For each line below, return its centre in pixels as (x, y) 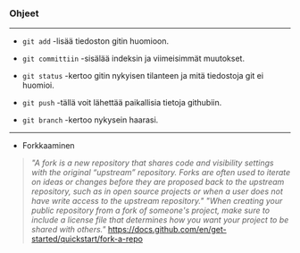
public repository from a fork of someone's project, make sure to (150, 211)
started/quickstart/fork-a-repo (87, 239)
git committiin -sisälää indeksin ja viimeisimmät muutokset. (133, 59)
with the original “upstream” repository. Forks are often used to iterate (161, 173)
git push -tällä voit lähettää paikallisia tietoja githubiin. (122, 103)
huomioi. (38, 85)
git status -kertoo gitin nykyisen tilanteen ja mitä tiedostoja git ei (143, 76)
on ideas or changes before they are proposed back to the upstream (158, 182)
